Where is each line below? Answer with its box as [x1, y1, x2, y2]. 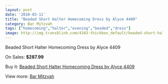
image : [5, 30, 19, 35]
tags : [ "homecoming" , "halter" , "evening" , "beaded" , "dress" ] [5, 26, 131, 31]
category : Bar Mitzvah [5, 21, 52, 26]
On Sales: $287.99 [5, 54, 44, 60]
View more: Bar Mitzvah [5, 73, 54, 79]
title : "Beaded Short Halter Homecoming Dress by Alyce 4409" [5, 16, 137, 21]
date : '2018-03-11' [5, 12, 46, 17]
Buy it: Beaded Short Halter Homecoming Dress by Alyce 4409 [5, 63, 135, 69]
